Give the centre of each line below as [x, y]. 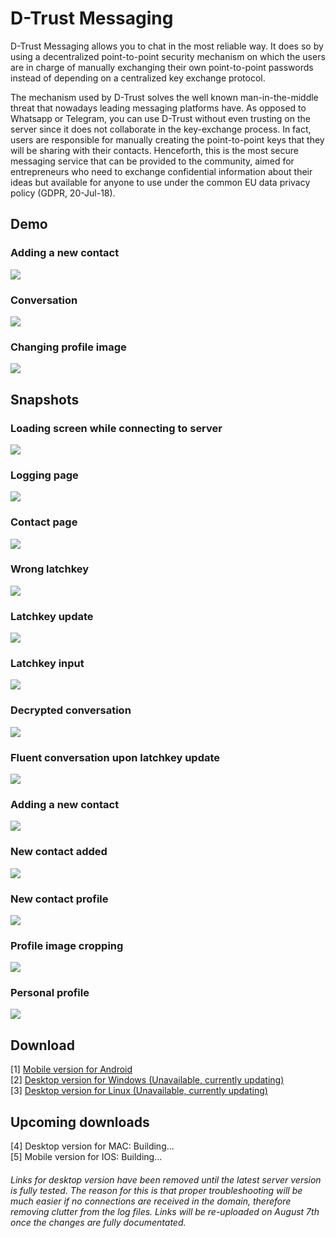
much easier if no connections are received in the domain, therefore [151, 1201]
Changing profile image [68, 347]
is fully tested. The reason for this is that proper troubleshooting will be [156, 1190]
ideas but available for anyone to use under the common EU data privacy [160, 182]
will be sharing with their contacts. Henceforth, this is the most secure [154, 150]
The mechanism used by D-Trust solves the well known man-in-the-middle [164, 97]
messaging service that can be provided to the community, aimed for [152, 161]
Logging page [44, 475]
